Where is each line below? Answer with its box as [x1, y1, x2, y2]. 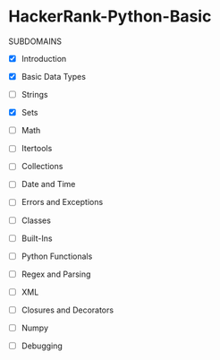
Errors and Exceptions [21, 197, 104, 208]
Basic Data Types [21, 72, 87, 81]
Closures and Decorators [21, 304, 114, 315]
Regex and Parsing [21, 269, 91, 279]
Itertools [21, 143, 53, 154]
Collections [21, 161, 63, 172]
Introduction [21, 53, 67, 64]
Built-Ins [21, 233, 53, 244]
